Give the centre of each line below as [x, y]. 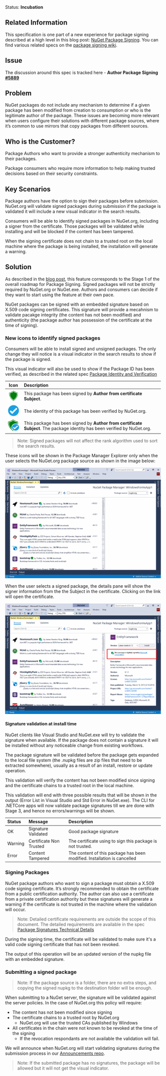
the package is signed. [28, 359]
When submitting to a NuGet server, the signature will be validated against [81, 997]
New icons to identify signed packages [53, 338]
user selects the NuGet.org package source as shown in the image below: [80, 461]
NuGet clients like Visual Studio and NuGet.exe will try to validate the [75, 735]
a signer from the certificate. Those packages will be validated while [75, 226]
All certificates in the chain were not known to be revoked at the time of [85, 1028]
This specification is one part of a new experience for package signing [77, 35]
